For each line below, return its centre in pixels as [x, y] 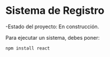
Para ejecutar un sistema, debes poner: [53, 37]
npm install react [28, 48]
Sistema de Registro [55, 11]
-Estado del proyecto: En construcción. [52, 26]
